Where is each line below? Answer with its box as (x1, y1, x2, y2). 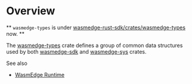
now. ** (6, 30, 25, 37)
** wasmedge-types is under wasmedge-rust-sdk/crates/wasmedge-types (6, 24, 186, 31)
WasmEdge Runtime (14, 71, 65, 78)
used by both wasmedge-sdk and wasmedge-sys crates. (6, 48, 147, 55)
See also (6, 60, 28, 67)
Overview (6, 4, 55, 18)
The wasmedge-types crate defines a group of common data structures (6, 42, 183, 49)
